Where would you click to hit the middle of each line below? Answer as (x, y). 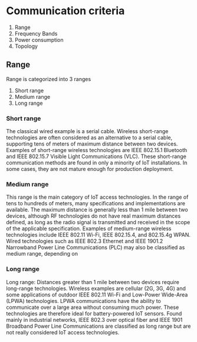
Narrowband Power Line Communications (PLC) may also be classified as (96, 247)
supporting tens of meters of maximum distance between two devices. (92, 144)
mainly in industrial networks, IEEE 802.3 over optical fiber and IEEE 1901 (94, 320)
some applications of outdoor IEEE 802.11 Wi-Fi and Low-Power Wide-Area (97, 295)
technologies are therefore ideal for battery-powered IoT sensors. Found (94, 313)
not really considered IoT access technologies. (63, 332)
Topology (26, 46)
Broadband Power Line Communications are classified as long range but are (98, 326)
